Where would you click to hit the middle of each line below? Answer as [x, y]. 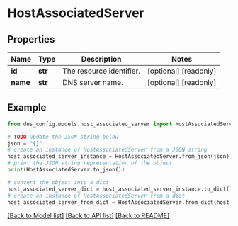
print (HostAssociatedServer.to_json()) [66, 170]
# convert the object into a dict [58, 182]
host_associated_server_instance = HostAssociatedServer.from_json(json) [119, 157]
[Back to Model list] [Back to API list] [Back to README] [89, 216]
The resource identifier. [102, 71]
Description [101, 59]
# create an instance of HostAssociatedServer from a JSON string [107, 150]
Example [27, 108]
